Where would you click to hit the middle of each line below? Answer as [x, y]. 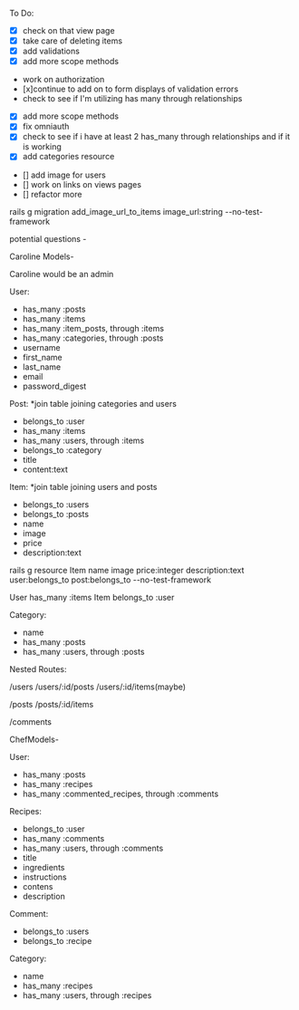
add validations [51, 51]
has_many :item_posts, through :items [93, 328]
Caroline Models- [42, 256]
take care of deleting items [72, 41]
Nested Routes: [38, 669]
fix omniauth [46, 127]
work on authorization [63, 80]
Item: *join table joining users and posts [83, 486]
